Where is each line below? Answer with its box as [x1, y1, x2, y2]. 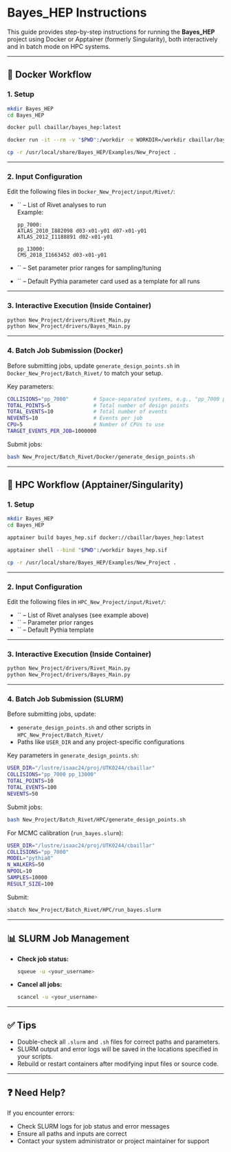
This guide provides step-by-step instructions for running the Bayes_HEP [7, 28, 215, 36]
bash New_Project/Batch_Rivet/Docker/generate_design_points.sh [7, 453, 195, 460]
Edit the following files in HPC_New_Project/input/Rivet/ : [7, 598, 166, 606]
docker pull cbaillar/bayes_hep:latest [7, 124, 122, 131]
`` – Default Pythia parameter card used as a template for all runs [16, 277, 201, 286]
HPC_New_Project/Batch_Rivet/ [16, 732, 104, 739]
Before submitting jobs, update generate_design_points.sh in [7, 361, 180, 370]
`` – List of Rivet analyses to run [16, 201, 107, 209]
